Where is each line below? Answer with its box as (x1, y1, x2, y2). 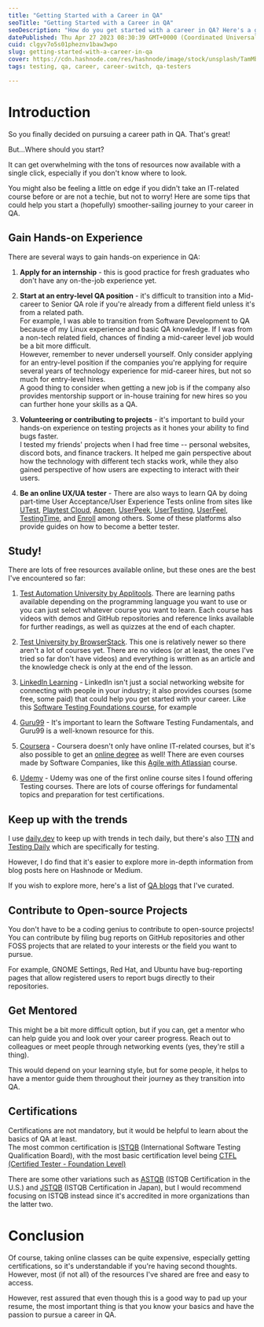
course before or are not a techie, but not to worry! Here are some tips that (8, 192, 251, 201)
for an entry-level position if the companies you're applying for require (19, 357, 247, 367)
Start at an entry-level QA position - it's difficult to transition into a (19, 291, 237, 300)
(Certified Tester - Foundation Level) (8, 1159, 126, 1168)
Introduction (8, 103, 91, 121)
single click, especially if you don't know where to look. (8, 168, 187, 178)
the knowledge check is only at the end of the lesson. (19, 662, 193, 672)
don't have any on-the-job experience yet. (19, 276, 157, 285)
